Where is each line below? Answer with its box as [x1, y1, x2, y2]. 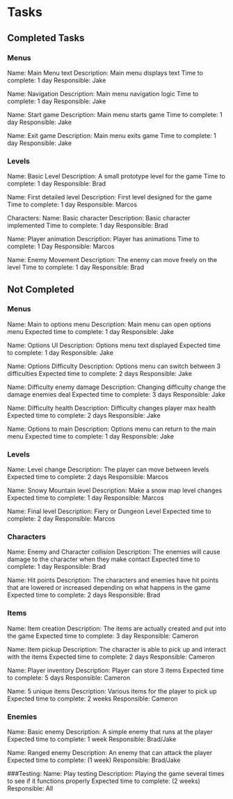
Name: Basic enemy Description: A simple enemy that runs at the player [7, 728, 214, 736]
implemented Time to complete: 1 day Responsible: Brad [7, 221, 168, 230]
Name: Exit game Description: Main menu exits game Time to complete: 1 [7, 131, 217, 139]
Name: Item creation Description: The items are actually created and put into [7, 624, 227, 632]
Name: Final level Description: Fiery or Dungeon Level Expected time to [7, 507, 211, 516]
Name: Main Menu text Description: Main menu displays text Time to [7, 68, 204, 77]
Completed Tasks [7, 32, 85, 44]
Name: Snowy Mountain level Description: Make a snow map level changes [7, 486, 223, 495]
